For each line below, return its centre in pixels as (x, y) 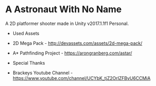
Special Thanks (29, 63)
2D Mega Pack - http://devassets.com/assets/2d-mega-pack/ (77, 43)
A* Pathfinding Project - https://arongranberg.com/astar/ (72, 53)
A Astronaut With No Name (64, 9)
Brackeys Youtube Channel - (43, 73)
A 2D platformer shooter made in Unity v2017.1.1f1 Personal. (67, 23)
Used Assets (26, 33)
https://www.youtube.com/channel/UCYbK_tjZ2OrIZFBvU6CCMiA (82, 78)
